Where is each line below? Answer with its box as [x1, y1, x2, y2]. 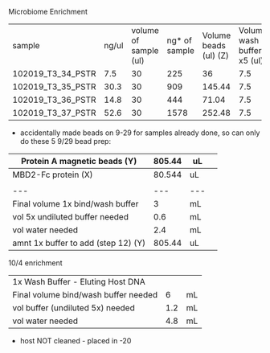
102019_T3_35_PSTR [12, 81, 96, 92]
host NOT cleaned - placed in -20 [19, 336, 132, 345]
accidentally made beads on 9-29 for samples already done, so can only [19, 128, 260, 138]
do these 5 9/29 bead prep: [19, 137, 111, 146]
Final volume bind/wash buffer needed [12, 289, 158, 300]
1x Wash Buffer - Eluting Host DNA [12, 277, 146, 287]
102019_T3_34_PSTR [12, 68, 96, 79]
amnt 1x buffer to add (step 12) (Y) [12, 237, 146, 248]
